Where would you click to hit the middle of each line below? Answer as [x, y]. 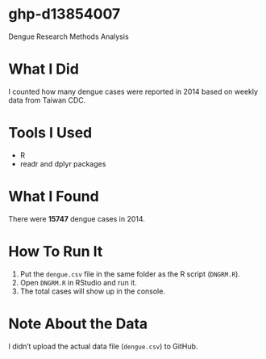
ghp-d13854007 [64, 14]
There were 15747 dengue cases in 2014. [77, 218]
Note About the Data [78, 323]
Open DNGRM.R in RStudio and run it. [78, 282]
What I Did [44, 69]
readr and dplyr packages [63, 163]
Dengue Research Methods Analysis [69, 36]
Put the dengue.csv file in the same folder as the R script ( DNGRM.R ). [130, 274]
